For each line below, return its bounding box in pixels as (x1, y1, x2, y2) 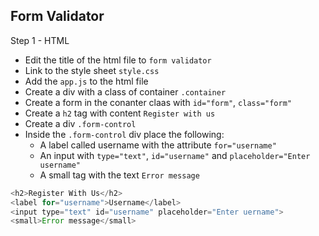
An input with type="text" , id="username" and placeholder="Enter (39, 149, 311, 161)
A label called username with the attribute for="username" (39, 139, 277, 151)
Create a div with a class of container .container (24, 85, 227, 98)
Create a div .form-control (24, 117, 137, 129)
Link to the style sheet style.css (24, 64, 160, 76)
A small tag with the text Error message (39, 169, 200, 181)
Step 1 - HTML (10, 34, 70, 46)
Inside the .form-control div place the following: (24, 128, 225, 140)
